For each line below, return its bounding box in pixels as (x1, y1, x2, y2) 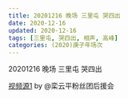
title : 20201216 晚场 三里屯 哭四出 (8, 11, 121, 20)
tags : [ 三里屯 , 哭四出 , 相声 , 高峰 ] (8, 33, 118, 42)
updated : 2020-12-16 (8, 26, 78, 34)
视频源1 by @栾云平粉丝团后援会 (8, 81, 114, 91)
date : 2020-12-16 (8, 19, 66, 27)
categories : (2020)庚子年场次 (8, 41, 103, 49)
